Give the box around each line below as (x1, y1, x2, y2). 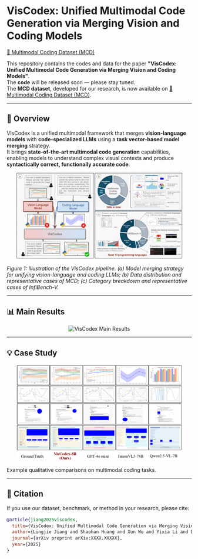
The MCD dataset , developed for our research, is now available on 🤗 (6, 85, 173, 92)
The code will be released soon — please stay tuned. (6, 78, 136, 86)
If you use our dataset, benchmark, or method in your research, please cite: (6, 504, 190, 511)
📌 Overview (6, 114, 50, 124)
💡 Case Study (6, 348, 58, 358)
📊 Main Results (6, 307, 65, 317)
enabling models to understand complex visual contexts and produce (6, 154, 174, 161)
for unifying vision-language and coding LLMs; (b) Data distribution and (6, 271, 182, 278)
